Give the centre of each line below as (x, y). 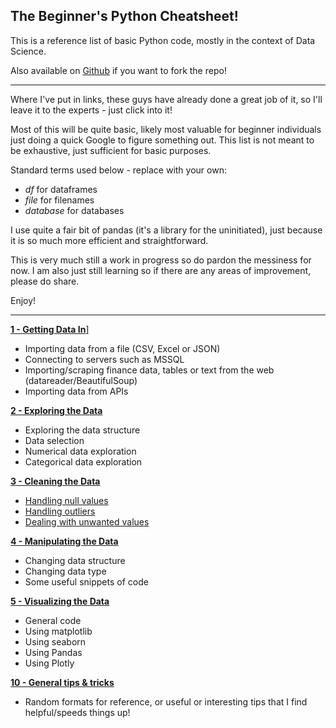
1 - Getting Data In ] (50, 329)
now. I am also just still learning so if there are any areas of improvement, (161, 270)
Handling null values (66, 500)
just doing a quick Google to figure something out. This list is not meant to (162, 140)
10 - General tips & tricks (62, 682)
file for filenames (59, 200)
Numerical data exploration (80, 451)
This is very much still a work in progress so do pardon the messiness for (161, 260)
